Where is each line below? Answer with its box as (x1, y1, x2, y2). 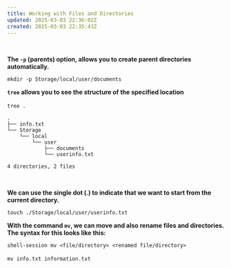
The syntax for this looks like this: (7, 229, 106, 237)
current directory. (7, 196, 60, 204)
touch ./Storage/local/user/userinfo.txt (7, 209, 128, 216)
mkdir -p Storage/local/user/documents (7, 76, 122, 83)
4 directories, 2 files (7, 163, 76, 170)
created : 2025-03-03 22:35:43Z (7, 23, 97, 30)
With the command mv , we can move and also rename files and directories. (7, 222, 224, 230)
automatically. (7, 63, 50, 71)
